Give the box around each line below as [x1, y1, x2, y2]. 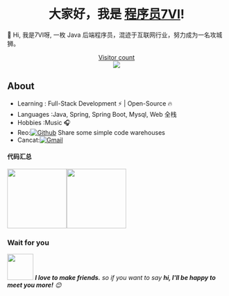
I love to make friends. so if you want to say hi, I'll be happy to [34, 274, 217, 282]
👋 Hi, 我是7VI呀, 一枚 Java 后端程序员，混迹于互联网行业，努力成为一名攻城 [7, 31, 223, 39]
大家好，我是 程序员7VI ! [48, 6, 185, 22]
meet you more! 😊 [7, 281, 62, 289]
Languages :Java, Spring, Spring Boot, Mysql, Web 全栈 [17, 110, 177, 118]
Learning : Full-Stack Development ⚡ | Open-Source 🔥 [17, 99, 173, 108]
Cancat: [17, 135, 40, 144]
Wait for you [7, 238, 50, 247]
